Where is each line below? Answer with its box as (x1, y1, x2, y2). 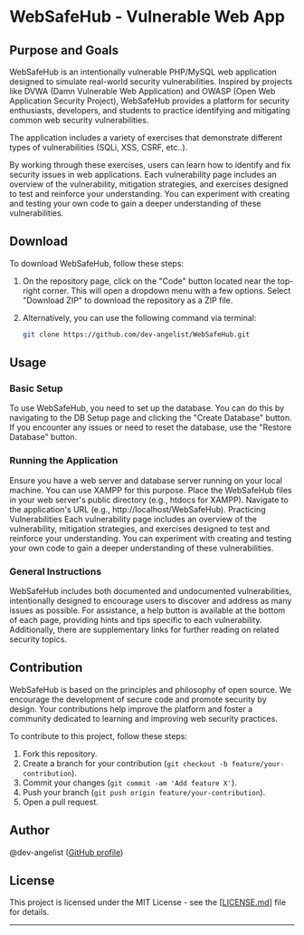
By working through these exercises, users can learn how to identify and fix (9, 160, 291, 170)
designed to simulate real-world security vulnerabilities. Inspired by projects (9, 76, 293, 87)
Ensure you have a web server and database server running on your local (9, 474, 283, 486)
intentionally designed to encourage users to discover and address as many (9, 595, 292, 606)
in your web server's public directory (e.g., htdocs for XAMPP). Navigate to (9, 494, 290, 505)
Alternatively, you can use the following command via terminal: (22, 312, 257, 323)
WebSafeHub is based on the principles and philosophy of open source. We (9, 684, 292, 695)
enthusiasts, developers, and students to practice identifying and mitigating (9, 105, 291, 115)
